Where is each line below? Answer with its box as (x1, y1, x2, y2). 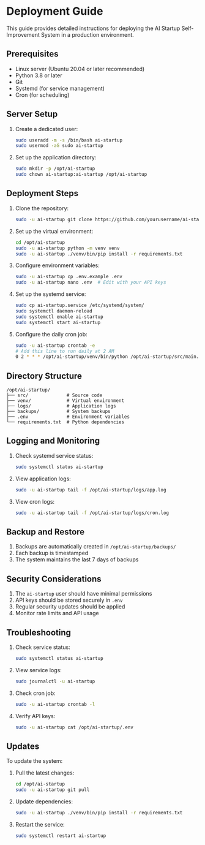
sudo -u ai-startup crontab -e (15, 342, 95, 349)
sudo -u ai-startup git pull (15, 787, 90, 793)
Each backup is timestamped (15, 550, 89, 557)
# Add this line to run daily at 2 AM (15, 348, 114, 354)
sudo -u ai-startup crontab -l (15, 701, 95, 707)
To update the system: (6, 757, 63, 765)
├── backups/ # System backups (6, 409, 111, 415)
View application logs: (15, 475, 72, 482)
